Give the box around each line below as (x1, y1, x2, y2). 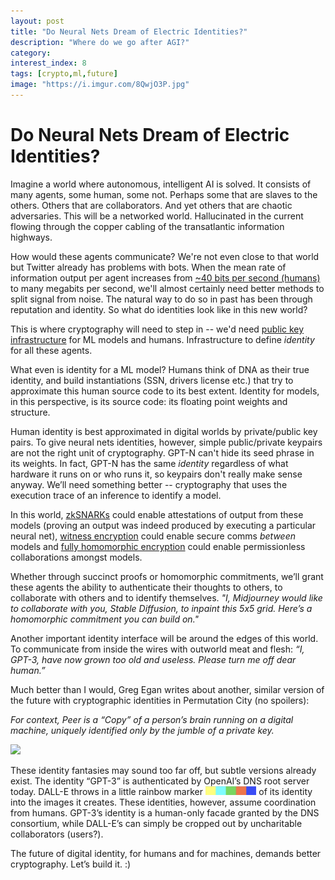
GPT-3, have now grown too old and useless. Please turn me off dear (10, 653, 297, 665)
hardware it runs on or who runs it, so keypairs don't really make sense (10, 468, 303, 480)
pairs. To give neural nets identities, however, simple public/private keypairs (10, 436, 323, 448)
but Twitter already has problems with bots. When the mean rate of (10, 261, 287, 273)
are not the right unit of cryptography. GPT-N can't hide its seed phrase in (10, 446, 315, 459)
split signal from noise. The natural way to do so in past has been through (10, 293, 313, 305)
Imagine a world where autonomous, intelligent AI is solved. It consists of (10, 178, 312, 190)
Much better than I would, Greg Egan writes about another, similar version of (10, 683, 325, 695)
